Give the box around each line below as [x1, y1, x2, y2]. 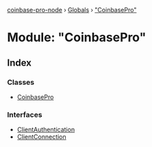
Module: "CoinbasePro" [7, 30, 147, 45]
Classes [7, 77, 35, 87]
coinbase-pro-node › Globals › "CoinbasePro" [7, 6, 137, 14]
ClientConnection [16, 133, 66, 141]
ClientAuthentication [16, 126, 75, 134]
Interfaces [7, 109, 42, 119]
